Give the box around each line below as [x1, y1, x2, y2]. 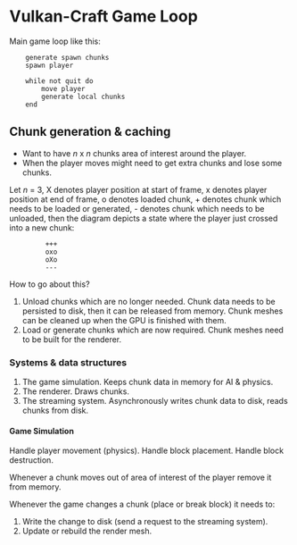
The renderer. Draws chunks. [21, 386, 129, 397]
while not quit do [25, 76, 94, 86]
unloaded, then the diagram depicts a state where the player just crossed [9, 213, 278, 223]
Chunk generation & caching [9, 124, 171, 139]
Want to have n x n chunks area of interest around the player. [21, 147, 247, 158]
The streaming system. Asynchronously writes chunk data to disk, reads [21, 396, 288, 407]
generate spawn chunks [25, 53, 110, 62]
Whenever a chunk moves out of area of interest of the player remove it [9, 472, 272, 483]
